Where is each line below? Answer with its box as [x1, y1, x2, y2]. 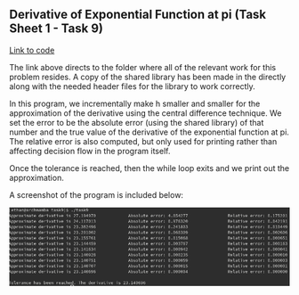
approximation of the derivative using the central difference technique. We [9, 107, 282, 119]
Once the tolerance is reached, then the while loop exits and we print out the [9, 162, 290, 173]
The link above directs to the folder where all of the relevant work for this [9, 61, 277, 72]
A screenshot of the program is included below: [9, 189, 184, 200]
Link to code [9, 45, 55, 55]
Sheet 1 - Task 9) [9, 21, 104, 37]
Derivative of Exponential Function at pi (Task [9, 7, 267, 22]
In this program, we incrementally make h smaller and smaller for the [9, 98, 261, 109]
